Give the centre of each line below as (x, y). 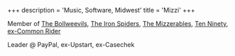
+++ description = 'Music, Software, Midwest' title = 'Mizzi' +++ (101, 10)
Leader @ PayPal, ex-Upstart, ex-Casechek (71, 44)
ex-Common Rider (34, 31)
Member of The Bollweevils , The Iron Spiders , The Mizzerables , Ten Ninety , (118, 23)
